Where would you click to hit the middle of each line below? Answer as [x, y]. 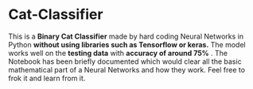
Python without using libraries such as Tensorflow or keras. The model [127, 44]
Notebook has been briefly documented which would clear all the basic [125, 61]
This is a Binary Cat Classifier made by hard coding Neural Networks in [126, 36]
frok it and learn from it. [47, 78]
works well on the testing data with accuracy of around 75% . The [118, 53]
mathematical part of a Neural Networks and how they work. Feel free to [127, 69]
